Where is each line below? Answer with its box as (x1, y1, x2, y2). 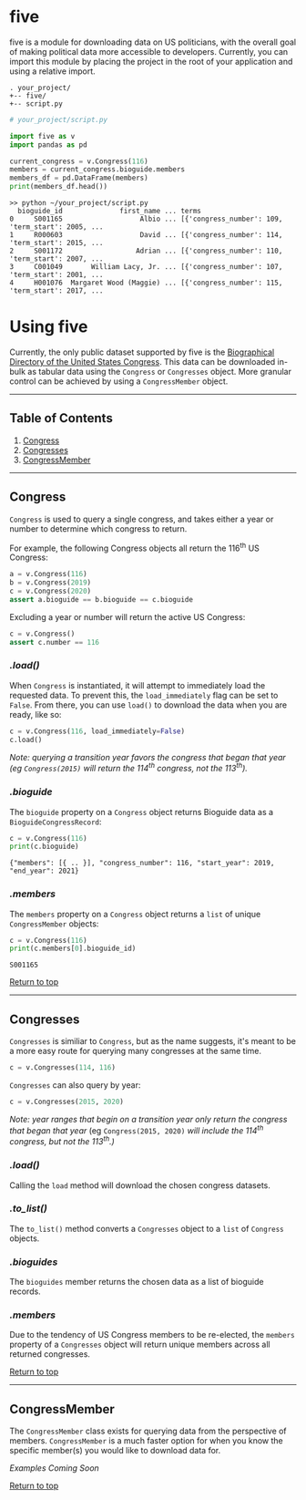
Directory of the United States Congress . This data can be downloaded (9, 357, 276, 367)
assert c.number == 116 (9, 637, 100, 647)
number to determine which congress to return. (9, 522, 188, 534)
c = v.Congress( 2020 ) (9, 586, 92, 596)
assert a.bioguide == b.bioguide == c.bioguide (9, 595, 194, 604)
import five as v (9, 131, 76, 140)
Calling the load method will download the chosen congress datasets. (9, 1179, 271, 1191)
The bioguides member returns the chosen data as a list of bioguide (9, 1277, 264, 1288)
